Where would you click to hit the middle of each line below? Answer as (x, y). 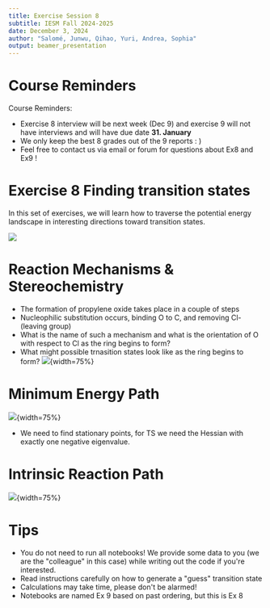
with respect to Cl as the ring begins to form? (95, 343)
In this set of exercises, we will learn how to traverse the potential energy (130, 213)
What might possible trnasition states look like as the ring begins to (132, 351)
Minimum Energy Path (84, 394)
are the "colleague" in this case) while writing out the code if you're (132, 561)
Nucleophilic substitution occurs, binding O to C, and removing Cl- (131, 317)
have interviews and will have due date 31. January (105, 132)
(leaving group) (46, 326)
